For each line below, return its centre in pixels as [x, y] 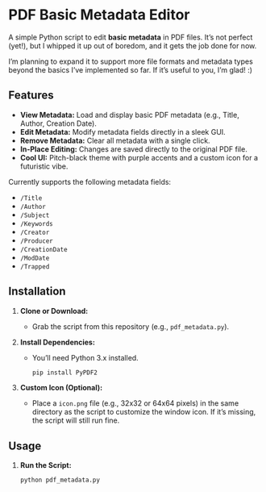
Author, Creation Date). [58, 123]
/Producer [37, 241]
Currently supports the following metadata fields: [90, 181]
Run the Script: [46, 465]
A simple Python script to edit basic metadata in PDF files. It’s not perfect [131, 37]
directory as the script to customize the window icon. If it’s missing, [144, 412]
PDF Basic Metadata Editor [99, 15]
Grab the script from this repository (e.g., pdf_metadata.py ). [131, 326]
